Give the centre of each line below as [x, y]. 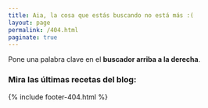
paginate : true [33, 37]
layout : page [29, 23]
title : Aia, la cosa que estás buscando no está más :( [101, 15]
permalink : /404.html [43, 30]
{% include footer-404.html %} [58, 97]
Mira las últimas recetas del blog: [72, 80]
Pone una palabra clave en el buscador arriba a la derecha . [104, 59]
